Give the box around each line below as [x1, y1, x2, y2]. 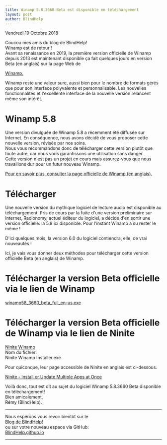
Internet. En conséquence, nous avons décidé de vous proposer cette [5, 135, 148, 141]
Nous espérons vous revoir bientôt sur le [5, 414, 88, 420]
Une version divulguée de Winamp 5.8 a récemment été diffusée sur [5, 129, 145, 135]
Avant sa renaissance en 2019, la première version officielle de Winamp [5, 50, 151, 56]
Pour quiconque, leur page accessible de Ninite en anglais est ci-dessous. [5, 364, 158, 370]
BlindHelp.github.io [5, 430, 44, 436]
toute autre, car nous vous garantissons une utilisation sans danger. [5, 151, 144, 157]
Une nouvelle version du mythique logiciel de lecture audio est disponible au [5, 204, 162, 211]
